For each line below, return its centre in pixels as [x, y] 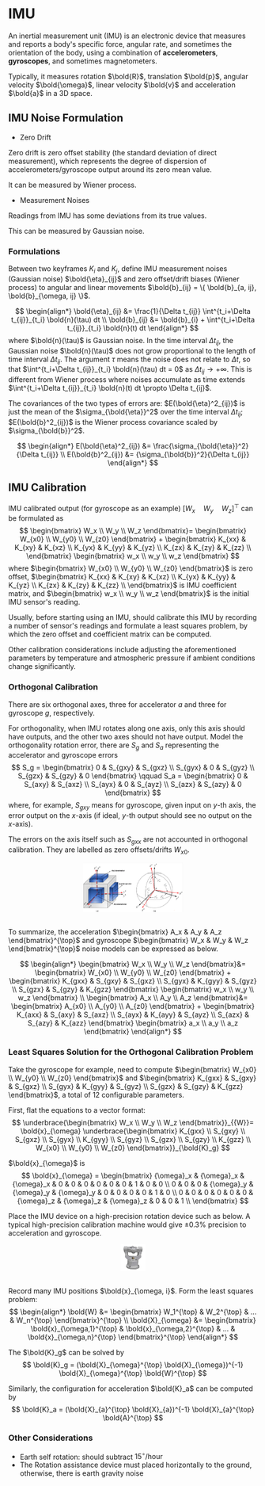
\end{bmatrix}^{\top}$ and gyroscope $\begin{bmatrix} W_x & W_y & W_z [129, 941]
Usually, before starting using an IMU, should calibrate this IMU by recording [132, 617]
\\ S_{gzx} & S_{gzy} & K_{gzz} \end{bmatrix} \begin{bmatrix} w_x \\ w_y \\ [133, 989]
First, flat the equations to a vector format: [77, 1110]
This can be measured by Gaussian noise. [76, 231]
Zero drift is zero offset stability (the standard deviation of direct [113, 152]
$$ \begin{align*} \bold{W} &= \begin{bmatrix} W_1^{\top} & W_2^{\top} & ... [133, 1312]
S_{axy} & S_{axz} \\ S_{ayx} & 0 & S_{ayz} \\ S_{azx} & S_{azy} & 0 [133, 785]
